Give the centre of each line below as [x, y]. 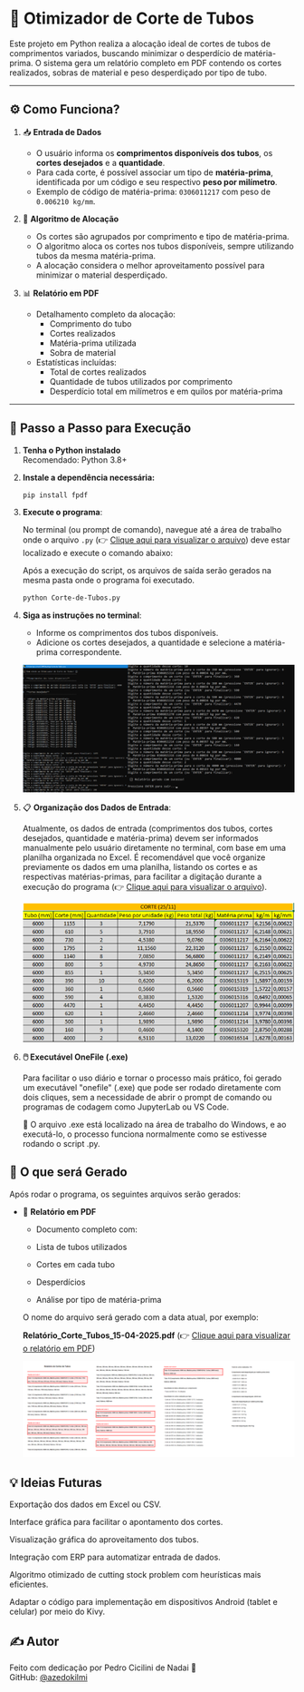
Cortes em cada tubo [76, 1264]
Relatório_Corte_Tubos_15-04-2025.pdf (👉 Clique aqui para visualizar [157, 1335]
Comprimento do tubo [90, 323]
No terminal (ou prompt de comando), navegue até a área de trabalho [152, 530]
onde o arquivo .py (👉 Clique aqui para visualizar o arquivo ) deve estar [156, 540]
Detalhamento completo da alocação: [106, 314]
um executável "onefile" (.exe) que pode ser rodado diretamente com [152, 1087]
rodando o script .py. [62, 1143]
